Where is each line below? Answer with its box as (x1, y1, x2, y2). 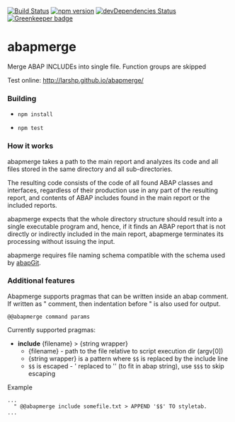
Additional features (7, 276, 76, 286)
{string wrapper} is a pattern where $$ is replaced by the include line (28, 354, 229, 363)
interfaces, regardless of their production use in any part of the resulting (7, 186, 218, 194)
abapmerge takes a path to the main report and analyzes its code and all (7, 157, 218, 165)
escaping (28, 369, 55, 377)
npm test (17, 124, 44, 132)
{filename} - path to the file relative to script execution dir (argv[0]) (28, 346, 224, 355)
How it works (7, 141, 54, 151)
